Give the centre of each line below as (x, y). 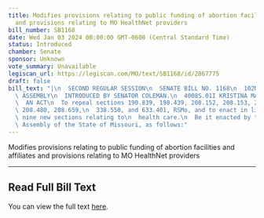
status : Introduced (40, 45)
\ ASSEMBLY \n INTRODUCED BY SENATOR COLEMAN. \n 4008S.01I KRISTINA (131, 96)
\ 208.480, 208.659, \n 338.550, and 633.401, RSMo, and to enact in (131, 111)
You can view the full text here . (58, 206)
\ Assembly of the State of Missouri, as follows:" (102, 125)
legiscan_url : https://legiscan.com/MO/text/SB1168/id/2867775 (114, 74)
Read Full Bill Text (52, 188)
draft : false (29, 81)
